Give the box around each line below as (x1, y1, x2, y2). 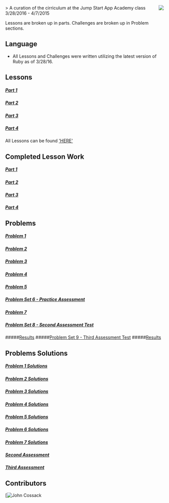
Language (5, 40, 38, 48)
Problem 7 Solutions (5, 439, 48, 445)
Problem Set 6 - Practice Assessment (5, 296, 86, 303)
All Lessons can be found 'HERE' (5, 138, 73, 144)
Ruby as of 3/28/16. (12, 58, 53, 64)
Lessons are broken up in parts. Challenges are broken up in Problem (5, 20, 149, 26)
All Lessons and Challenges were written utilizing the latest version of (12, 53, 157, 59)
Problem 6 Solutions (5, 427, 49, 433)
